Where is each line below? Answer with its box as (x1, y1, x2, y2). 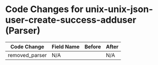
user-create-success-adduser (5, 14, 137, 26)
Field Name (51, 43, 80, 50)
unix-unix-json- (85, 4, 153, 15)
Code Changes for (5, 4, 84, 15)
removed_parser (8, 51, 47, 58)
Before (84, 43, 101, 50)
